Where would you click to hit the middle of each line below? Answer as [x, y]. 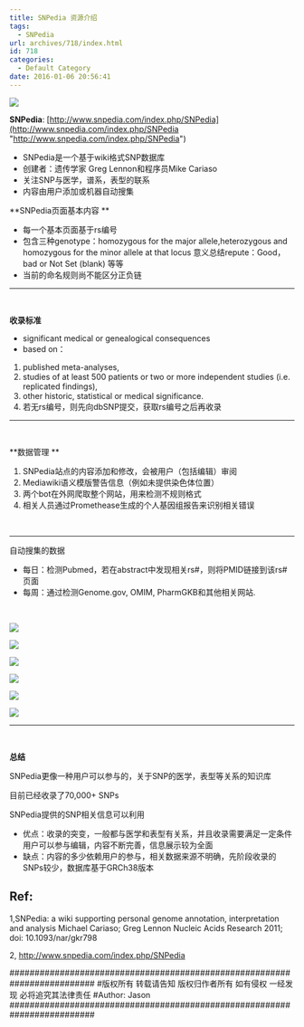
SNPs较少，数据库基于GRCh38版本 [88, 867]
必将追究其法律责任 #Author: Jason [85, 994]
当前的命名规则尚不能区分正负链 [82, 275]
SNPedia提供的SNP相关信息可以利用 [77, 814]
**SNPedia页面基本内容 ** [60, 210]
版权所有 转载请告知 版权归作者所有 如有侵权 [185, 984]
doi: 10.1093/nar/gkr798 [53, 937]
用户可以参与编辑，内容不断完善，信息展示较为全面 [118, 845]
